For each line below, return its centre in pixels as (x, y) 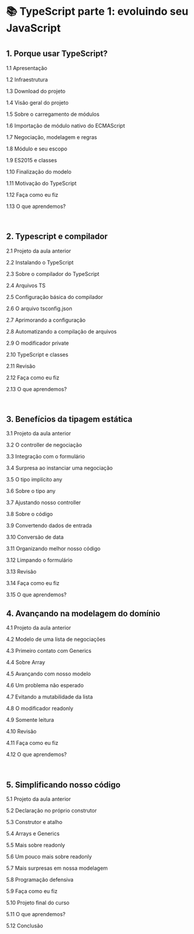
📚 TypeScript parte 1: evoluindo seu (97, 12)
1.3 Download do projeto (36, 91)
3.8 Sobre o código (30, 514)
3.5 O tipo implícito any (34, 480)
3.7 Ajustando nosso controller (44, 502)
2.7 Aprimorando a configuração (46, 320)
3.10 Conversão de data (35, 537)
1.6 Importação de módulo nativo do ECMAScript (66, 125)
